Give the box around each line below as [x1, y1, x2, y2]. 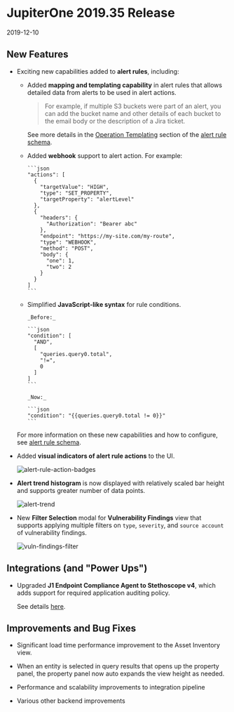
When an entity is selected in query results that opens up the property [16, 662, 220, 671]
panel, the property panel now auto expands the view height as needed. [16, 669, 225, 678]
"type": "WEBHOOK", [40, 239, 97, 246]
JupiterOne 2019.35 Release [6, 5, 176, 21]
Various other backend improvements [16, 697, 125, 705]
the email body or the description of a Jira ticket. [44, 117, 186, 125]
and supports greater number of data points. [16, 486, 146, 494]
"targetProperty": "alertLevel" [40, 195, 135, 203]
